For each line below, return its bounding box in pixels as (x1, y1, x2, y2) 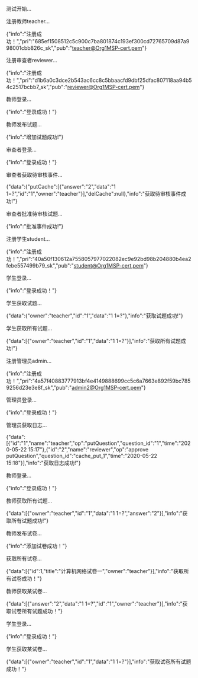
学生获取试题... (6, 300, 43, 307)
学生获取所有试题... (6, 325, 53, 332)
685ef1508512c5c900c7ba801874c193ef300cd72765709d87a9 (34, 38, 190, 44)
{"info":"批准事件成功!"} (6, 223, 64, 230)
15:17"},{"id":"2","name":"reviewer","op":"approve (28, 446, 149, 453)
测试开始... (6, 5, 32, 12)
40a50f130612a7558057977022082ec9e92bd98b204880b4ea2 (34, 256, 191, 262)
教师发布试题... (6, 121, 43, 128)
